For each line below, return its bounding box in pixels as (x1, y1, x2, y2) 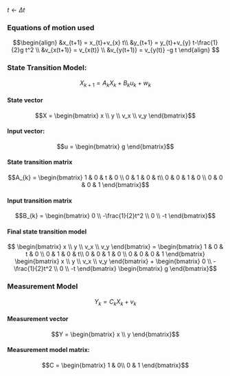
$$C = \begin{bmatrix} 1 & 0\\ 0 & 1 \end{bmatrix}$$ (41, 361, 189, 369)
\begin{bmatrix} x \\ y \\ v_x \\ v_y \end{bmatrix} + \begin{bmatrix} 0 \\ (14, 257, 211, 265)
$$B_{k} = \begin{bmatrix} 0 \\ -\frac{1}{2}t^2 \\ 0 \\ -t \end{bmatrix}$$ (14, 212, 216, 220)
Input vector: (7, 127, 45, 135)
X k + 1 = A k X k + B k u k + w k (80, 78, 151, 89)
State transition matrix (7, 158, 73, 166)
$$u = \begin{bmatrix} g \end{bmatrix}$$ (56, 142, 174, 151)
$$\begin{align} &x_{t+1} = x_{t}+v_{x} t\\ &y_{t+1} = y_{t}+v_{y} (12, 38, 191, 47)
